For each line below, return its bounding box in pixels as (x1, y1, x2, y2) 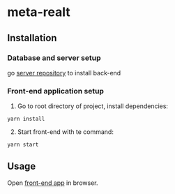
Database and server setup (7, 53, 101, 63)
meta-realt (7, 4, 71, 20)
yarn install (7, 116, 45, 123)
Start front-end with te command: (17, 128, 114, 136)
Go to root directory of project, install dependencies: (17, 102, 169, 110)
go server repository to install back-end (7, 68, 121, 77)
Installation (7, 32, 57, 44)
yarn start (7, 141, 39, 149)
